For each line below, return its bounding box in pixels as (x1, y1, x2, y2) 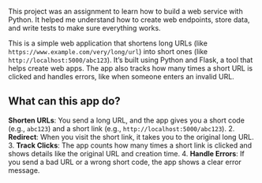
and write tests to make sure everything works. (8, 24, 161, 32)
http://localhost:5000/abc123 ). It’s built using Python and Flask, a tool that (8, 55, 253, 64)
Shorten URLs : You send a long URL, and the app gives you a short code (8, 115, 245, 125)
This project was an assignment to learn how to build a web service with (8, 7, 243, 16)
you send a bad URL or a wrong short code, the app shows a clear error (8, 157, 242, 167)
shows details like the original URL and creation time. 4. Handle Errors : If (8, 148, 245, 158)
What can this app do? (8, 94, 121, 108)
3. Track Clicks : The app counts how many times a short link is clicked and (8, 141, 253, 150)
